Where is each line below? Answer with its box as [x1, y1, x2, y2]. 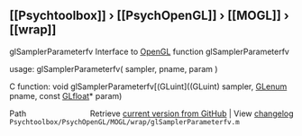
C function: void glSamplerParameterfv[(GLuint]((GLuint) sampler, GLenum [9, 81, 288, 92]
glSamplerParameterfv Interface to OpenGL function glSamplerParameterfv [9, 46, 290, 57]
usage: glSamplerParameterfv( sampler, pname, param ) [9, 63, 218, 74]
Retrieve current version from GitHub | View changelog [89, 108, 294, 119]
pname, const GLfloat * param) [9, 90, 123, 101]
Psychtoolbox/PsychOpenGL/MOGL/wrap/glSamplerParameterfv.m [9, 117, 241, 126]
